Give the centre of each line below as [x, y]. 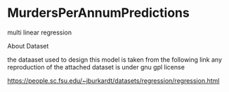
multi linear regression [40, 32]
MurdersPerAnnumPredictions [98, 13]
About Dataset [28, 46]
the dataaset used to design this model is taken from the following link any [115, 59]
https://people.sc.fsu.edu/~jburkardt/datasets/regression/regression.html [113, 80]
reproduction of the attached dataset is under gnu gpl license [96, 67]
